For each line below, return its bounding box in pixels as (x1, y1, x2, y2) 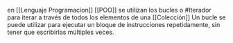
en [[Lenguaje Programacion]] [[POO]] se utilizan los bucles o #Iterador (7, 6, 212, 14)
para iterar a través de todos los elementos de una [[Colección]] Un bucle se (7, 13, 226, 21)
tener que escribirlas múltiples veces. (7, 28, 114, 36)
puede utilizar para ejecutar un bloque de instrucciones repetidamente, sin (7, 21, 221, 28)
